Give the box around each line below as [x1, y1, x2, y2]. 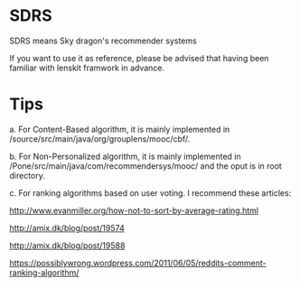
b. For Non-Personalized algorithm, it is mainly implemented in [9, 151, 241, 162]
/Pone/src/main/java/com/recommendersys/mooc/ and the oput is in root [9, 160, 282, 171]
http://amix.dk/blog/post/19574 [9, 222, 125, 233]
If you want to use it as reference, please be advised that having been [9, 52, 269, 63]
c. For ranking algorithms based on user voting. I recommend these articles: [9, 187, 292, 199]
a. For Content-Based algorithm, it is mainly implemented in [9, 124, 230, 134]
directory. [9, 170, 45, 181]
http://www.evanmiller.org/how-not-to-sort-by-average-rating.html [9, 205, 259, 216]
